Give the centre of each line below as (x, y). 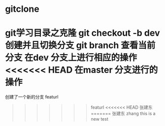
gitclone (22, 9)
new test (99, 119)
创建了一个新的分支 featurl (32, 97)
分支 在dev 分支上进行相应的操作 (71, 58)
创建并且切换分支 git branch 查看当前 (80, 46)
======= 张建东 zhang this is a (123, 114)
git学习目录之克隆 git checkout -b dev (82, 33)
